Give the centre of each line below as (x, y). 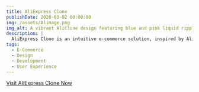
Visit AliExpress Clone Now (39, 83)
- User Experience (34, 66)
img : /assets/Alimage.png (38, 22)
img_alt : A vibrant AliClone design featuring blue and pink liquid (92, 28)
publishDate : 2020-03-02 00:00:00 (49, 17)
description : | (25, 34)
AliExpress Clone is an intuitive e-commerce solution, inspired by (98, 39)
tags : (13, 45)
